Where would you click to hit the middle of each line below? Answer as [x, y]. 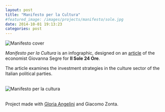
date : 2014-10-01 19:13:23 [34, 24]
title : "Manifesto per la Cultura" [43, 15]
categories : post [24, 29]
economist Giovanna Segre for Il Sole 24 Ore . [53, 58]
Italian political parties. [29, 73]
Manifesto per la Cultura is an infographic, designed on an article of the [80, 53]
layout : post [19, 10]
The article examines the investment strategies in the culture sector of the [82, 68]
